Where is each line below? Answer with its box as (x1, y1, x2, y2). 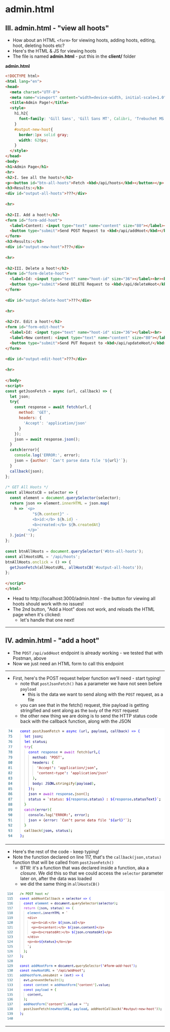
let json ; (10, 394, 30, 399)
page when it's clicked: (12, 611, 61, 617)
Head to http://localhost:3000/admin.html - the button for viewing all (12, 595, 156, 601)
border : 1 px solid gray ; (18, 132, 69, 137)
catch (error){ (10, 447, 39, 453)
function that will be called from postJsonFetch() (12, 859, 114, 865)
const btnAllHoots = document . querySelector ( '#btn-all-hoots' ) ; (5, 548, 144, 554)
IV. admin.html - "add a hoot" (5, 637, 100, 645)
